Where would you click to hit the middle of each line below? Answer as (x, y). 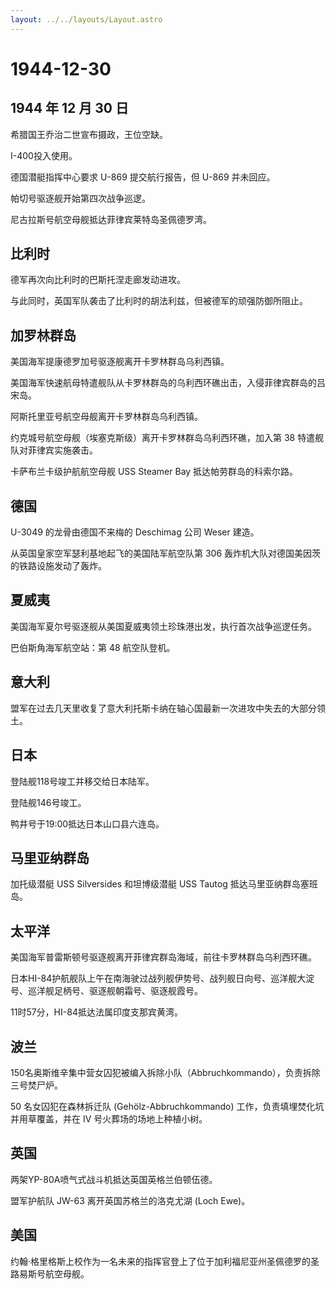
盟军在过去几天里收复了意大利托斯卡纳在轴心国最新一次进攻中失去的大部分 (163, 708)
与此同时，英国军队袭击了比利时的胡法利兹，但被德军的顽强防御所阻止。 (159, 301)
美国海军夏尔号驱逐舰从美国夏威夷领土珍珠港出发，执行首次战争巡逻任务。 (163, 626)
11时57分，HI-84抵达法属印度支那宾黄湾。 (96, 1012)
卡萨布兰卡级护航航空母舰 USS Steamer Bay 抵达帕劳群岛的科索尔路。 (154, 472)
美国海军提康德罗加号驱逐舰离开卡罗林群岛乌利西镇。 (120, 362)
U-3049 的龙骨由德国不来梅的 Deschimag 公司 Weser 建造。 (135, 532)
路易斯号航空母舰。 (50, 1273)
